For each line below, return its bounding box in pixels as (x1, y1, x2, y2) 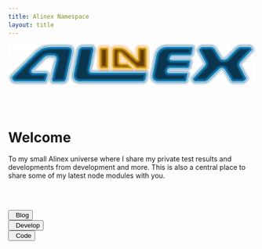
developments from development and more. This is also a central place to (8, 163, 246, 172)
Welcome (8, 128, 71, 146)
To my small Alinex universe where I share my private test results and (8, 154, 232, 164)
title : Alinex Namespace (8, 13, 89, 20)
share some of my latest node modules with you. (8, 171, 166, 180)
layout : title (8, 20, 55, 29)
